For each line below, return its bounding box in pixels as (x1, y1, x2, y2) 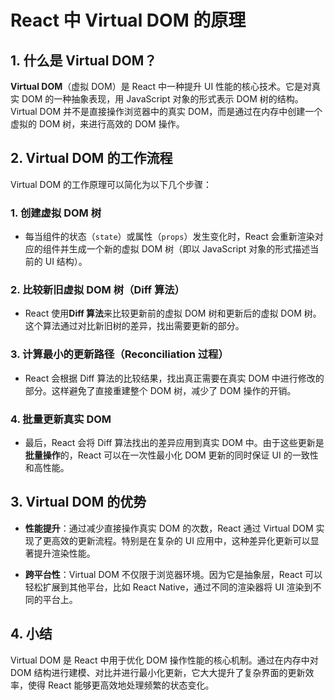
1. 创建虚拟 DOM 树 (10, 206, 102, 220)
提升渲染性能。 (33, 547, 96, 559)
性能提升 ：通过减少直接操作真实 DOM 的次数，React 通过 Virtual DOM (24, 522, 314, 534)
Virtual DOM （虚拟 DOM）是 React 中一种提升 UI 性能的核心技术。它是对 (10, 81, 313, 92)
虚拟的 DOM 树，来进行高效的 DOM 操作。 (10, 118, 185, 130)
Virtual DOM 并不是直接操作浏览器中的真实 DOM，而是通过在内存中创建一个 (10, 106, 323, 117)
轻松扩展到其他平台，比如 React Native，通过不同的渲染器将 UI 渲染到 (24, 581, 313, 593)
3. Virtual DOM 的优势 (10, 494, 147, 511)
